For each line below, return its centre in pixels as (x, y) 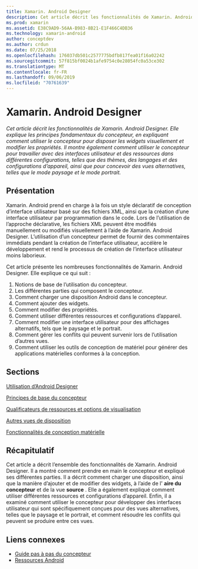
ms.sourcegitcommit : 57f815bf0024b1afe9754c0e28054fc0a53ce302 (85, 61)
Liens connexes (36, 540)
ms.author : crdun (27, 45)
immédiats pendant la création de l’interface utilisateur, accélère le (87, 243)
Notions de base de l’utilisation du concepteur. (71, 284)
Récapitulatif (30, 450)
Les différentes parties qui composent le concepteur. (79, 290)
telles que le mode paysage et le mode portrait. (64, 172)
